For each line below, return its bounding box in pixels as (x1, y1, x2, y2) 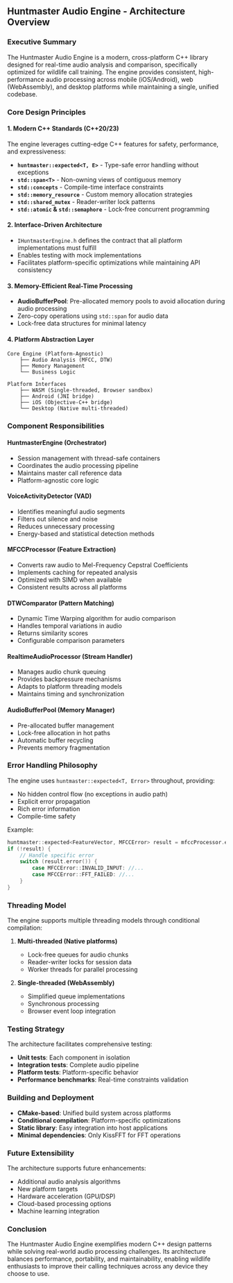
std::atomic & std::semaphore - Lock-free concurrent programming (17, 205, 210, 213)
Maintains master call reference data (17, 469, 123, 477)
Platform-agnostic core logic (17, 476, 99, 485)
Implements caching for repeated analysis (17, 568, 137, 576)
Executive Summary (7, 37, 77, 47)
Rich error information (17, 805, 80, 813)
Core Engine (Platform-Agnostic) (7, 351, 104, 358)
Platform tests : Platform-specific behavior (17, 1068, 139, 1077)
